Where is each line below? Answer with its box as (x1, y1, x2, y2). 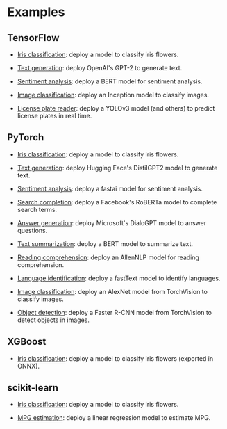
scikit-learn (7, 382, 59, 394)
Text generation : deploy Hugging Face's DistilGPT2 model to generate (17, 163, 218, 172)
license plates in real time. (17, 112, 92, 120)
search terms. (17, 205, 58, 213)
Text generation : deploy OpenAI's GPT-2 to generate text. (17, 64, 183, 72)
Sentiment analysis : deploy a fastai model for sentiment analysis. (17, 184, 203, 193)
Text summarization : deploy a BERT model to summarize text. (17, 239, 193, 248)
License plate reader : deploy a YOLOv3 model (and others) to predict (17, 104, 215, 112)
